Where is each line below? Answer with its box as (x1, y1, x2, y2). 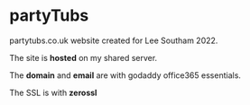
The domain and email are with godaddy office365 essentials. (9, 69, 242, 81)
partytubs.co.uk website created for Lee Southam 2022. (9, 35, 218, 46)
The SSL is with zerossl (9, 87, 97, 98)
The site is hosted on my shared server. (9, 52, 158, 63)
